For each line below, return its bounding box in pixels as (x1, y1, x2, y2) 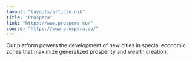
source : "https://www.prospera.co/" (6, 25, 99, 32)
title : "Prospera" (6, 14, 53, 20)
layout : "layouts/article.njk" (6, 8, 85, 15)
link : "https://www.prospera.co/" (6, 20, 94, 26)
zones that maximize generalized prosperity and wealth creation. (6, 48, 168, 56)
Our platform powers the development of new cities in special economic (6, 42, 186, 49)
